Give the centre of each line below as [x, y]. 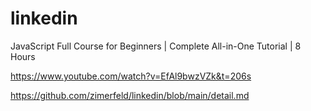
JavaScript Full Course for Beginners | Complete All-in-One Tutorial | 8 [156, 46]
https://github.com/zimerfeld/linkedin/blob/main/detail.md [130, 95]
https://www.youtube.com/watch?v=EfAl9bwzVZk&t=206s [131, 76]
